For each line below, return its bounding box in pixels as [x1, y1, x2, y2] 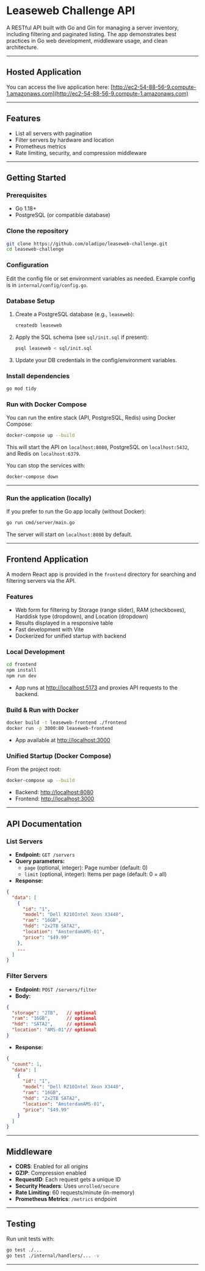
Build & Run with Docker [6, 705, 79, 714]
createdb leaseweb [15, 322, 62, 328]
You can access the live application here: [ [6, 83, 113, 91]
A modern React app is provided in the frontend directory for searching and [6, 571, 196, 578]
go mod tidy [6, 385, 37, 392]
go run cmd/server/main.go [6, 520, 75, 526]
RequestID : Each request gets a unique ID [15, 1176, 121, 1183]
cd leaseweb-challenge [6, 246, 64, 252]
